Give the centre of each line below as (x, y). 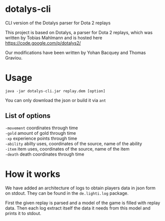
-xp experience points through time (41, 138)
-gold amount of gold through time (41, 133)
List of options (28, 116)
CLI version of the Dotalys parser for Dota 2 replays (58, 23)
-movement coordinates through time (41, 128)
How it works (33, 174)
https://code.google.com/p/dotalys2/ (43, 43)
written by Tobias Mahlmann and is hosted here (54, 38)
